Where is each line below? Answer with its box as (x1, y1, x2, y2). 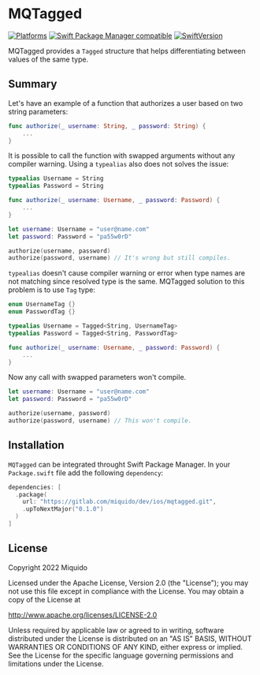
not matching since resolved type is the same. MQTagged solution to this (8, 277, 245, 287)
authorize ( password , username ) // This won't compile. (8, 417, 192, 425)
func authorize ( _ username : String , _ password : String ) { (8, 122, 206, 130)
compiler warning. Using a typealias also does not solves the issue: (8, 159, 229, 169)
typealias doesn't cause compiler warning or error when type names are (8, 268, 246, 278)
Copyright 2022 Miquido (8, 562, 88, 572)
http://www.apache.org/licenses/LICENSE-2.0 (8, 609, 158, 620)
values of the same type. (8, 54, 89, 64)
